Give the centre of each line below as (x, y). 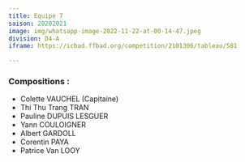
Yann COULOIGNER (53, 125)
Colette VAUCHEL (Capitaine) (69, 99)
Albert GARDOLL (48, 134)
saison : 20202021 (38, 23)
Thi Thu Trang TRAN (54, 108)
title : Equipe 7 (36, 16)
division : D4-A (34, 38)
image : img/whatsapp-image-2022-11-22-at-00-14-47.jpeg (105, 31)
